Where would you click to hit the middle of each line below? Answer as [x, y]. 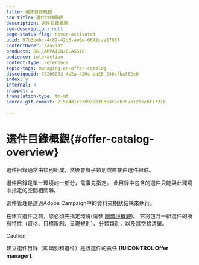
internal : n [21, 85]
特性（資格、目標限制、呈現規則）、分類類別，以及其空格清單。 [89, 223]
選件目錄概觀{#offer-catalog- [81, 139]
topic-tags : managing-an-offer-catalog [56, 68]
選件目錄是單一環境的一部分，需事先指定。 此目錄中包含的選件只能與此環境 [99, 183]
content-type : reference [37, 62]
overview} [33, 152]
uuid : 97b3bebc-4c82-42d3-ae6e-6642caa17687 [63, 40]
